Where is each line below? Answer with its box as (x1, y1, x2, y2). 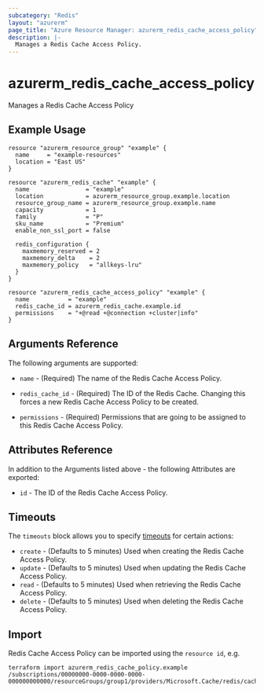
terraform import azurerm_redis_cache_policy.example (8, 664, 189, 672)
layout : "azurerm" (8, 19, 68, 27)
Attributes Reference (8, 443, 113, 456)
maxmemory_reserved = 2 (22, 247, 101, 255)
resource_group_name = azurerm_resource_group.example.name (15, 199, 216, 207)
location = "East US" (15, 158, 86, 166)
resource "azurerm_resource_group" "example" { (8, 144, 167, 152)
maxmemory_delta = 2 (22, 254, 101, 262)
